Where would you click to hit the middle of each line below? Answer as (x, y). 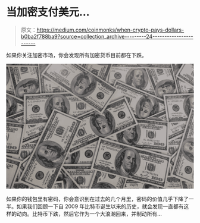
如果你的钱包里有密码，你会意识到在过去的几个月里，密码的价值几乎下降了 (97, 199)
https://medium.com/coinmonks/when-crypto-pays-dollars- (110, 30)
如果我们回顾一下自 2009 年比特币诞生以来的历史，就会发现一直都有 (100, 206)
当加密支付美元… (48, 12)
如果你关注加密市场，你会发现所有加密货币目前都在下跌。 (76, 55)
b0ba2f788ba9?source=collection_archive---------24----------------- (107, 36)
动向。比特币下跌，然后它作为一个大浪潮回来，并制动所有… (89, 213)
